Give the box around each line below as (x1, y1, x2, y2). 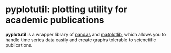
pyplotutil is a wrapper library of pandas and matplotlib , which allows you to (5, 31, 166, 37)
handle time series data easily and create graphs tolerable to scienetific (5, 37, 156, 43)
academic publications (5, 14, 104, 26)
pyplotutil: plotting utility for (5, 4, 128, 15)
